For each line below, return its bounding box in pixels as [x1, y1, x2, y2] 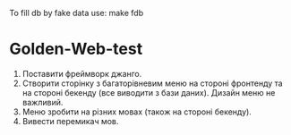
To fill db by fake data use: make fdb [9, 8, 144, 18]
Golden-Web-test [9, 39, 143, 59]
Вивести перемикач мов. [21, 115, 119, 126]
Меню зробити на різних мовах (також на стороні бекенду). [21, 106, 252, 117]
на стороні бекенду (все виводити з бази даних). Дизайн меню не [21, 87, 276, 97]
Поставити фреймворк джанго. [21, 68, 142, 79]
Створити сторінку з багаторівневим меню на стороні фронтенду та [21, 78, 284, 89]
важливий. [21, 97, 64, 107]
